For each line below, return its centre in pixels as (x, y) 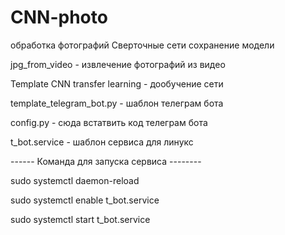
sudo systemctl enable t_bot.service (85, 200)
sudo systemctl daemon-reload (75, 180)
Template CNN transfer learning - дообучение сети (117, 83)
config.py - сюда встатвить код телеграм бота (109, 122)
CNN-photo (59, 17)
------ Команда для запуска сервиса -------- (106, 161)
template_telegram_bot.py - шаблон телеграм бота (117, 103)
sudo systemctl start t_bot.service (80, 219)
